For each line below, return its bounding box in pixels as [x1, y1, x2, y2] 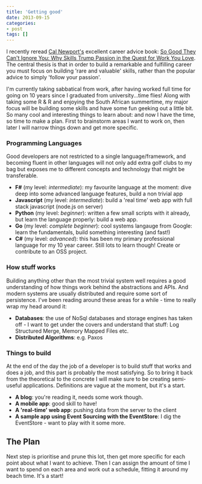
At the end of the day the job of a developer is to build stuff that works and [6, 362, 192, 370]
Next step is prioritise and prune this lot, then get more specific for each [6, 453, 186, 460]
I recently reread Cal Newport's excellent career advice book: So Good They [6, 48, 196, 55]
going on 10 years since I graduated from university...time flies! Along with [6, 92, 191, 99]
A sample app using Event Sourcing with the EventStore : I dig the [14, 413, 181, 420]
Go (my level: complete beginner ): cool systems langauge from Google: [14, 222, 193, 230]
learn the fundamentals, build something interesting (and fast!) [14, 229, 171, 236]
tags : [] [6, 31, 28, 38]
